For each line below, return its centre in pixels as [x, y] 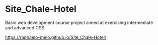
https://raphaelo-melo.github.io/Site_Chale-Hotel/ [56, 37]
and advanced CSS [25, 27]
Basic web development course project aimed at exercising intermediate [79, 22]
